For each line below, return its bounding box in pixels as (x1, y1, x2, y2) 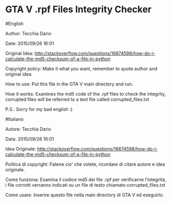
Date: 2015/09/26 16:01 (5, 40, 54, 47)
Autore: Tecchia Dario (5, 126, 51, 132)
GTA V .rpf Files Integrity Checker (5, 4, 152, 15)
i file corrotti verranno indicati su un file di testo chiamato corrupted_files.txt (5, 182, 165, 188)
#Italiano (5, 116, 24, 122)
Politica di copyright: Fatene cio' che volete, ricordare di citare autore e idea (5, 161, 165, 167)
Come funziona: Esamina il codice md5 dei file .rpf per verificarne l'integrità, (5, 176, 166, 183)
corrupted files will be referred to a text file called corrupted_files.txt (5, 96, 149, 102)
